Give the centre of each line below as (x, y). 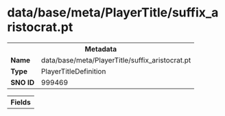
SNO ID (23, 82)
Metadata (101, 49)
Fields (21, 102)
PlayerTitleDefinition (73, 71)
